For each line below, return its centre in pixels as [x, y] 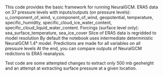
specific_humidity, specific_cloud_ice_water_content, [58, 22]
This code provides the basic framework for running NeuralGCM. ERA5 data [81, 7]
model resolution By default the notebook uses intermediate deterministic [79, 38]
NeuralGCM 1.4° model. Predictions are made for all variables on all [73, 43]
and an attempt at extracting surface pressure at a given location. [71, 68]
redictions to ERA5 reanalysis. [35, 54]
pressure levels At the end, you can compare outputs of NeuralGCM [73, 48]
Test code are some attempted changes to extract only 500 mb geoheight [80, 63]
